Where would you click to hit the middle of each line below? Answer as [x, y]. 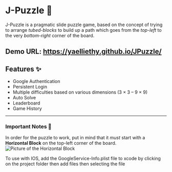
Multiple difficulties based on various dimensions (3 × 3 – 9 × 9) [80, 92]
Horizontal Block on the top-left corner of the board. [61, 143]
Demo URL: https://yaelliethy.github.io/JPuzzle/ [84, 51]
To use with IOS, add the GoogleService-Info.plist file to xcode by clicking [83, 159]
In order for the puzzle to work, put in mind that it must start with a [75, 138]
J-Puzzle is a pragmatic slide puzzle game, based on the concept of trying [84, 25]
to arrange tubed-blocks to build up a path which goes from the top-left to [84, 30]
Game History [27, 109]
